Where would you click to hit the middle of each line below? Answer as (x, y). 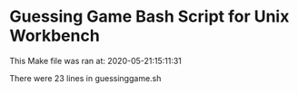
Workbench (55, 36)
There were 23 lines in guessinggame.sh (85, 78)
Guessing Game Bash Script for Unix (149, 17)
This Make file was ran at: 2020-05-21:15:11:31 (95, 60)
